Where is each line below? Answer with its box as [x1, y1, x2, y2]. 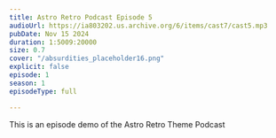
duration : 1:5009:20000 [9, 37, 98, 47]
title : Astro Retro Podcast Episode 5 [9, 12, 153, 22]
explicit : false [9, 63, 69, 72]
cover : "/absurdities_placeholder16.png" [9, 54, 165, 63]
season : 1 [9, 79, 46, 88]
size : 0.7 [9, 46, 46, 55]
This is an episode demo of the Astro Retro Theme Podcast [9, 119, 225, 129]
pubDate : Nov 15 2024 [9, 29, 90, 38]
